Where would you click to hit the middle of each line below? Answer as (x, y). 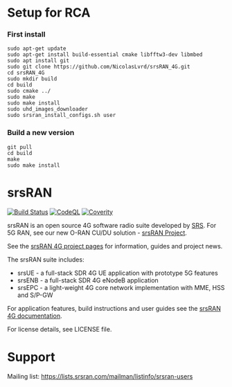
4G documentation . (35, 316)
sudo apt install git (38, 61)
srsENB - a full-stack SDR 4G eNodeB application (88, 280)
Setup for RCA (49, 13)
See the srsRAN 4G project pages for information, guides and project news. (115, 246)
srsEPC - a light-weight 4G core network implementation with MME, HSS (121, 287)
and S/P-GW (35, 295)
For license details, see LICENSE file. (60, 329)
